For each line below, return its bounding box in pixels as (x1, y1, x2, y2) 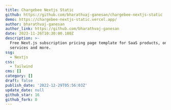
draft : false (5, 78, 33, 83)
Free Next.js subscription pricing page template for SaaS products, (10, 41, 160, 46)
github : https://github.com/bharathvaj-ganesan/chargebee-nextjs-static (5, 12, 163, 17)
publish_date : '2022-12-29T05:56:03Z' (5, 83, 88, 88)
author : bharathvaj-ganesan (5, 21, 65, 27)
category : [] (5, 74, 33, 79)
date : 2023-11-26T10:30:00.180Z (5, 31, 74, 36)
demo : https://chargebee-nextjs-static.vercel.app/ (5, 17, 117, 22)
